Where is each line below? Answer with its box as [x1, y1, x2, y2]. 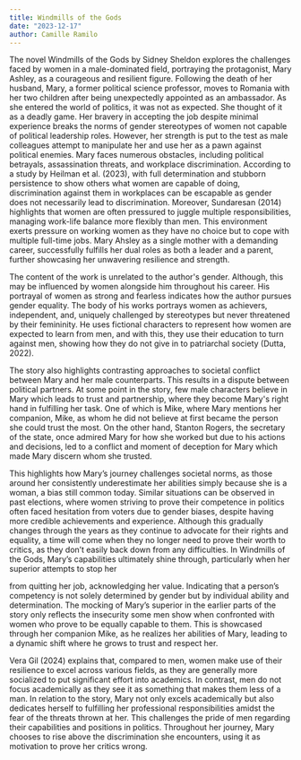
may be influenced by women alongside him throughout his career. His [9, 281, 271, 292]
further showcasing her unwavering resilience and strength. [9, 255, 230, 265]
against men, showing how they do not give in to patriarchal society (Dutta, [9, 338, 287, 350]
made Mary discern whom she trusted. [9, 451, 152, 462]
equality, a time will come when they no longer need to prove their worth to [9, 535, 287, 546]
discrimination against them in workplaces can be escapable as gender [9, 187, 272, 198]
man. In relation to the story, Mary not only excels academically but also [9, 694, 275, 704]
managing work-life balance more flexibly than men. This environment [9, 216, 268, 227]
